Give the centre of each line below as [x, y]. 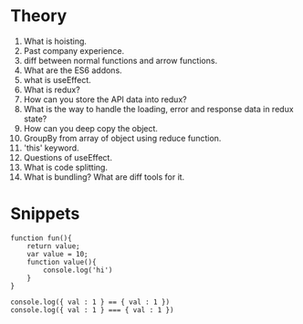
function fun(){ [41, 238]
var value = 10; [58, 254]
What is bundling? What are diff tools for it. [104, 177]
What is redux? [52, 89]
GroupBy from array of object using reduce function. [122, 138]
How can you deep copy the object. [91, 128]
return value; [53, 246]
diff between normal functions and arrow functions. [120, 60]
